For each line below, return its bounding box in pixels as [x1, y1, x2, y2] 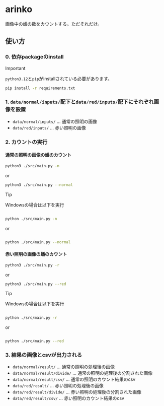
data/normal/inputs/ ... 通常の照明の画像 [12, 118, 97, 124]
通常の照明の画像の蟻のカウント [5, 152, 71, 158]
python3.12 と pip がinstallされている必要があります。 [5, 76, 112, 82]
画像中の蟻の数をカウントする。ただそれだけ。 [5, 21, 102, 27]
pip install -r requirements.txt [5, 86, 75, 91]
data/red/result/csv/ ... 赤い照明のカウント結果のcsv [12, 395, 125, 401]
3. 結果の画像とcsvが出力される [5, 352, 82, 359]
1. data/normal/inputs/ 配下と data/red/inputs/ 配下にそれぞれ [5, 98, 154, 105]
